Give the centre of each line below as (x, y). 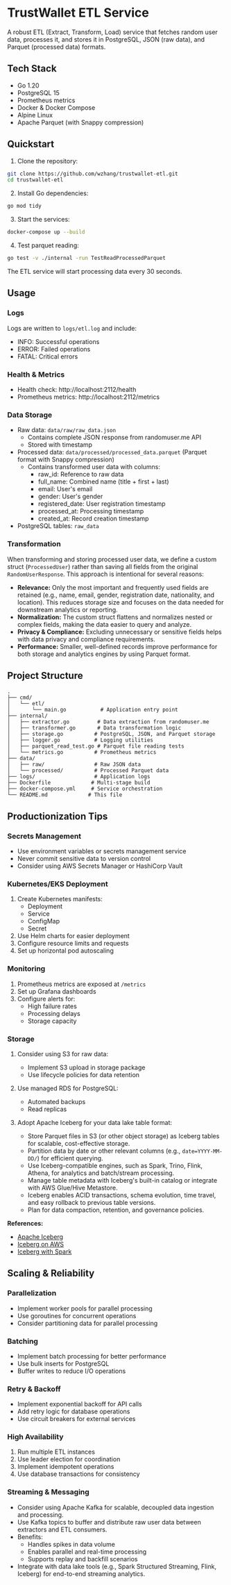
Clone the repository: (48, 161)
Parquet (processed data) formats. (57, 47)
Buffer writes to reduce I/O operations (71, 1371)
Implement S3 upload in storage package (86, 1067)
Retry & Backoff (34, 1389)
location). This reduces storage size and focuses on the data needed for (120, 602)
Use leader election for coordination (69, 1459)
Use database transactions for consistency (78, 1474)
